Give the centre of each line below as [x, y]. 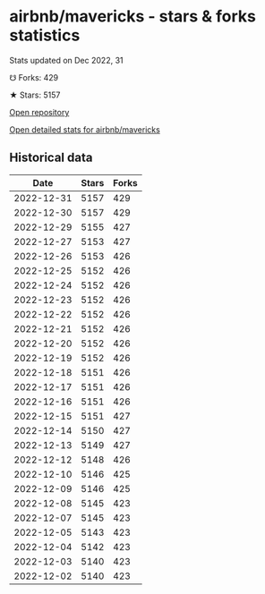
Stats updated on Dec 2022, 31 [66, 60]
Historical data [51, 158]
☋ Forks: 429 [34, 77]
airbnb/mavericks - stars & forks [133, 17]
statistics [45, 35]
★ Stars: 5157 [35, 95]
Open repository [39, 112]
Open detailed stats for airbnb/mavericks [85, 129]
